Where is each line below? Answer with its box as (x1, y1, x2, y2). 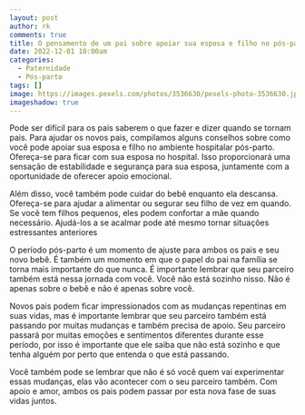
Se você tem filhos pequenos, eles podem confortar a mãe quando (9, 208, 260, 219)
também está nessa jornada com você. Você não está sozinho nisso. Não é (9, 273, 290, 284)
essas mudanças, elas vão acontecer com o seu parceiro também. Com (9, 376, 278, 387)
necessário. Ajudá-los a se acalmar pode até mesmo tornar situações (9, 217, 270, 228)
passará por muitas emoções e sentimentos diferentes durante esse (9, 330, 264, 341)
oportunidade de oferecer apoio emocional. (9, 171, 172, 182)
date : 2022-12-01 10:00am (9, 47, 107, 56)
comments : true (9, 30, 67, 39)
